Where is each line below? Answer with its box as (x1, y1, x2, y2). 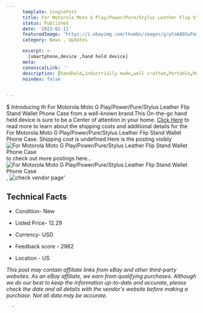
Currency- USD (14, 231, 54, 238)
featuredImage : (22, 31, 61, 37)
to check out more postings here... (6, 155, 92, 162)
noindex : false (22, 76, 61, 82)
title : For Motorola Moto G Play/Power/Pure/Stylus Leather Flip (22, 15, 190, 21)
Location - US (14, 254, 50, 262)
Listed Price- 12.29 (14, 219, 62, 227)
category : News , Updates (22, 37, 88, 43)
